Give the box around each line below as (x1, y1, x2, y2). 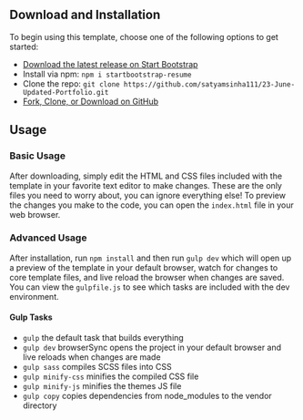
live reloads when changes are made (22, 352, 161, 363)
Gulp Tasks (9, 312, 53, 323)
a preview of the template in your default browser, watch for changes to (9, 261, 278, 272)
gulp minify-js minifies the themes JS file (22, 381, 182, 391)
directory (22, 400, 57, 411)
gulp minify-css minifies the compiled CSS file (22, 371, 199, 382)
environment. (9, 291, 59, 302)
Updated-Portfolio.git (22, 87, 109, 97)
